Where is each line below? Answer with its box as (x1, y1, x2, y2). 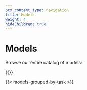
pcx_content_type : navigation (5, 7, 69, 13)
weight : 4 (5, 17, 26, 22)
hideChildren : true (5, 21, 47, 27)
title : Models (5, 12, 35, 17)
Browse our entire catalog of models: (5, 60, 82, 66)
